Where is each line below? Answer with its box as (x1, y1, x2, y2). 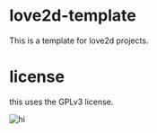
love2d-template (9, 5, 136, 26)
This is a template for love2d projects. (9, 35, 149, 46)
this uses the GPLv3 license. (9, 96, 114, 107)
